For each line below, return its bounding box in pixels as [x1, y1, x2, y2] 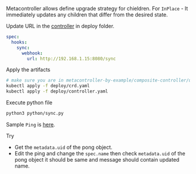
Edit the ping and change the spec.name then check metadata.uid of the [14, 149, 185, 157]
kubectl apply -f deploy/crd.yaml [6, 83, 90, 89]
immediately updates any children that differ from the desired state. [6, 11, 168, 18]
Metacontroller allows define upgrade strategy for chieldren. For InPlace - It [6, 5, 188, 12]
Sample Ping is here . [6, 121, 55, 128]
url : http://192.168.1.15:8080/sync [27, 56, 116, 62]
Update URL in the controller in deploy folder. [6, 23, 115, 29]
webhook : [21, 50, 43, 56]
